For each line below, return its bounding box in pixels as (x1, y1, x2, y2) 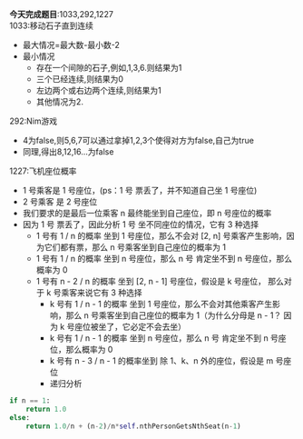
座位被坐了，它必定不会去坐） (73, 322, 186, 332)
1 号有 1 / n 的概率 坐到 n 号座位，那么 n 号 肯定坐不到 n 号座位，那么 (35, 254, 293, 264)
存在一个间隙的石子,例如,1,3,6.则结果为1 (35, 63, 182, 73)
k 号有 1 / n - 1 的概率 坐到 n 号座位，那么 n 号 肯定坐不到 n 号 (49, 333, 279, 344)
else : (9, 413, 30, 422)
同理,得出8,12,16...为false (22, 146, 114, 157)
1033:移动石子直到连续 (9, 20, 93, 31)
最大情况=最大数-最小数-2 (22, 40, 121, 50)
